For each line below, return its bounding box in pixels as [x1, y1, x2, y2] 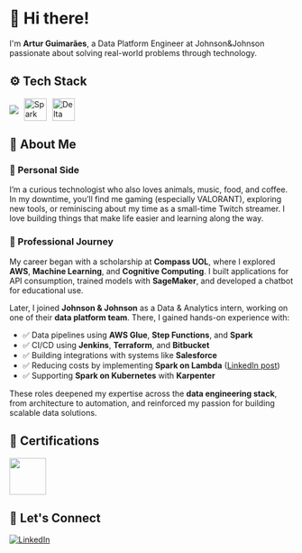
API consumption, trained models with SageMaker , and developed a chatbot [9, 275, 294, 286]
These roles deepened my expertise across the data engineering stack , [9, 388, 278, 399]
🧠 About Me [9, 137, 77, 152]
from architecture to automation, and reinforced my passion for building [9, 397, 275, 409]
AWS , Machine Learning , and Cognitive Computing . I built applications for [9, 265, 289, 276]
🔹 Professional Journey [9, 235, 114, 248]
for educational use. [9, 284, 84, 296]
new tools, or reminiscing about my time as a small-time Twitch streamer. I [9, 203, 286, 215]
